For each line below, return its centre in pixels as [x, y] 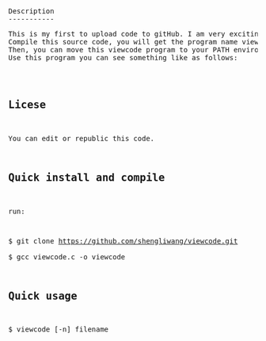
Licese [27, 105]
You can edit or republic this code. [82, 138]
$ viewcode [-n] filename [59, 330]
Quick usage [43, 296]
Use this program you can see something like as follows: [123, 57]
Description [31, 11]
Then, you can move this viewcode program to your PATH [119, 50]
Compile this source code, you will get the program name [123, 42]
